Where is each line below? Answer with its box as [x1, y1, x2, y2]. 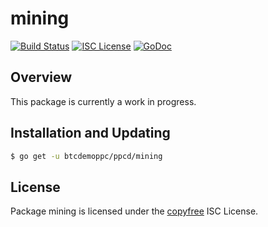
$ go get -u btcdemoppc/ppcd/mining [10, 151, 163, 161]
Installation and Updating [10, 125, 171, 142]
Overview [10, 69, 73, 86]
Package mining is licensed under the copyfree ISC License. [10, 205, 259, 217]
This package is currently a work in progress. [10, 95, 197, 107]
